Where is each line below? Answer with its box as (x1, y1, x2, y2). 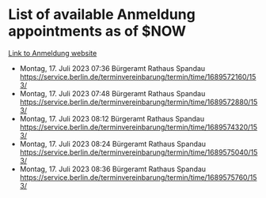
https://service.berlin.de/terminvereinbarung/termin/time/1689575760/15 (19, 172, 257, 182)
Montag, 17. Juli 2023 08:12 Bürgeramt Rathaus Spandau (19, 114, 204, 123)
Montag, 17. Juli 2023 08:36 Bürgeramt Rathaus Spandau (19, 164, 207, 174)
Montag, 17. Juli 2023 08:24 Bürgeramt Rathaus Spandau (19, 139, 207, 148)
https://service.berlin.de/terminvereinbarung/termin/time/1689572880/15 (19, 97, 258, 106)
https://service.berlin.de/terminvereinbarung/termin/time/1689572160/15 (19, 72, 256, 81)
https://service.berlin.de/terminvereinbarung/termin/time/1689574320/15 (19, 122, 258, 132)
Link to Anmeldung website (8, 48, 97, 58)
